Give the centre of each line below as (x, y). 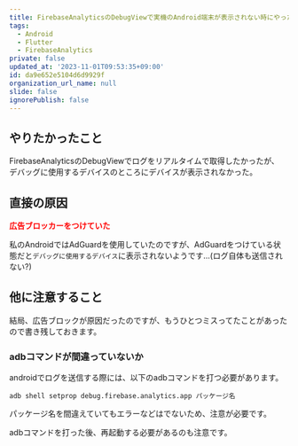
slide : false (33, 91)
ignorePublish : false (49, 100)
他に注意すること (56, 297)
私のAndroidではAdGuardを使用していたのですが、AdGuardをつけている (141, 244)
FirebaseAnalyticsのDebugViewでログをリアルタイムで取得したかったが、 (144, 161)
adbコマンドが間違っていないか (76, 356)
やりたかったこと (56, 138)
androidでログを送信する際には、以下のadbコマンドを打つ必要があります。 (146, 378)
